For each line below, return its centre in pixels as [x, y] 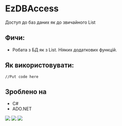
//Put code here [22, 77]
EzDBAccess [32, 9]
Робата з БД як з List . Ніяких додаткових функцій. [64, 49]
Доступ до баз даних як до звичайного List [50, 22]
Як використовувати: [40, 65]
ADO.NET [22, 109]
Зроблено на [26, 92]
